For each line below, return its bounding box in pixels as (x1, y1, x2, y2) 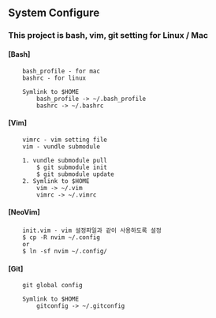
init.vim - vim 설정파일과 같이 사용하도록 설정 (22, 226, 162, 234)
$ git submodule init (36, 163, 108, 171)
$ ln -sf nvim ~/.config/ (22, 247, 108, 255)
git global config (22, 282, 83, 290)
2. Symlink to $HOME (22, 177, 90, 185)
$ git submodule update (36, 170, 114, 178)
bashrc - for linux (22, 74, 87, 82)
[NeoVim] (8, 208, 41, 217)
